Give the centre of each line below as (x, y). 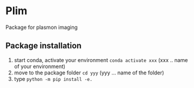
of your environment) (40, 66)
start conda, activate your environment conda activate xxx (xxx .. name (101, 60)
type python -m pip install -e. (53, 79)
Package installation (44, 46)
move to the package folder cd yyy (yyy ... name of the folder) (89, 73)
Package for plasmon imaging (41, 27)
